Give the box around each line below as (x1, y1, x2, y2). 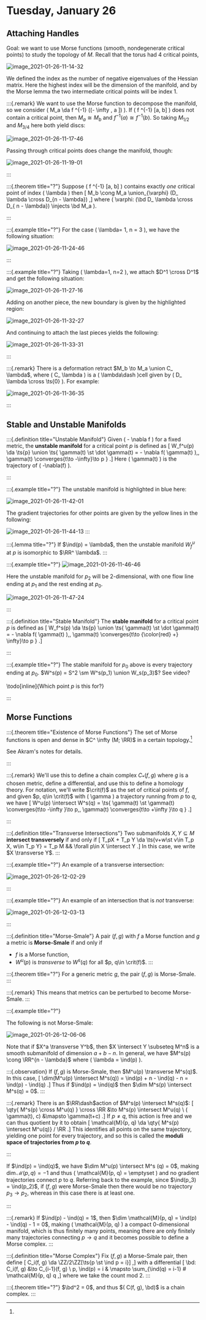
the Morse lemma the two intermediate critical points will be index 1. (6, 88, 178, 95)
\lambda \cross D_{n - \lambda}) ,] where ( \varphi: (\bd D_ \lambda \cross (6, 196, 193, 203)
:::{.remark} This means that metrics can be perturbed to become (6, 988, 172, 996)
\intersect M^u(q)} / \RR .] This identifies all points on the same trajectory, (6, 1125, 192, 1133)
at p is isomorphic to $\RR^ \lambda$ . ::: (6, 549, 108, 556)
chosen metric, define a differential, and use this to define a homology (6, 779, 184, 787)
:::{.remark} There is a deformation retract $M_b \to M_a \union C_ (6, 365, 174, 372)
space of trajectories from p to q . (6, 1138, 92, 1146)
